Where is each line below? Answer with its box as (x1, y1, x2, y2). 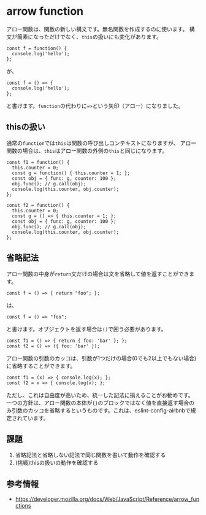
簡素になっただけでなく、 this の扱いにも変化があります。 (17, 33, 162, 41)
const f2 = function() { (6, 202, 70, 208)
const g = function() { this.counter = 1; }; (12, 170, 131, 176)
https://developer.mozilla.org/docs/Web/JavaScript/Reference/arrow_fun (15, 495, 200, 503)
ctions (15, 502, 31, 509)
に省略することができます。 (6, 362, 76, 370)
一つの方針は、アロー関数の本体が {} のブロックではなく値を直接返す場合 (6, 399, 189, 406)
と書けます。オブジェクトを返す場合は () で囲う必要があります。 (6, 325, 167, 333)
